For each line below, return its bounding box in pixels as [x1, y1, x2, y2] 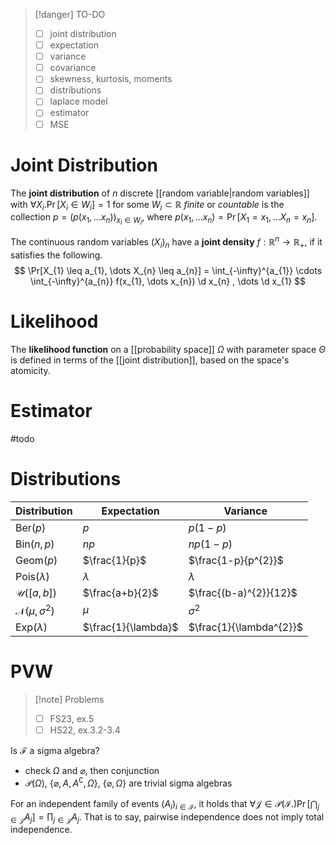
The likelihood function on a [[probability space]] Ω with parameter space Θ [10, 343, 326, 355]
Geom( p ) [15, 553, 58, 567]
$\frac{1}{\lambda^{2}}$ [188, 620, 303, 634]
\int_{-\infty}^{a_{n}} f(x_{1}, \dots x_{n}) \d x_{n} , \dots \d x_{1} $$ [29, 275, 307, 287]
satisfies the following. [10, 249, 103, 261]
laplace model [49, 95, 108, 108]
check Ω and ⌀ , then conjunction [24, 765, 160, 777]
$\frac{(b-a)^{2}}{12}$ [188, 585, 298, 599]
